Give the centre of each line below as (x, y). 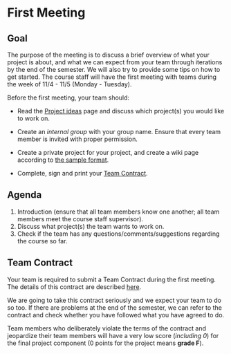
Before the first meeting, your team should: (68, 97)
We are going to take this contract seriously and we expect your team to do (114, 300)
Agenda (25, 195)
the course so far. (42, 241)
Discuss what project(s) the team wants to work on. (91, 226)
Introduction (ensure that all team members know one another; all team (118, 212)
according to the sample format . (63, 160)
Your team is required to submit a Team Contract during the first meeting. (111, 279)
